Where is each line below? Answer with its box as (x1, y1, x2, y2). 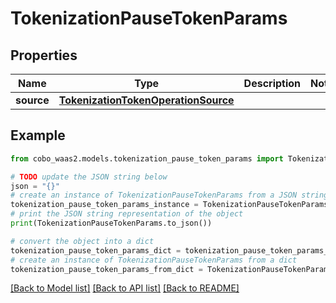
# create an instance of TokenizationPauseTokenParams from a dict (10, 255, 298, 265)
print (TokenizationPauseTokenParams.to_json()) (10, 218, 213, 229)
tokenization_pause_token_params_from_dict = (10, 264, 203, 274)
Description (243, 77, 302, 90)
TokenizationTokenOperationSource (58, 93, 235, 107)
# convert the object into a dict (10, 236, 155, 246)
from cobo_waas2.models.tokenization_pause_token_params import (10, 153, 284, 164)
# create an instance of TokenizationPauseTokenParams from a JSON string (10, 190, 329, 201)
